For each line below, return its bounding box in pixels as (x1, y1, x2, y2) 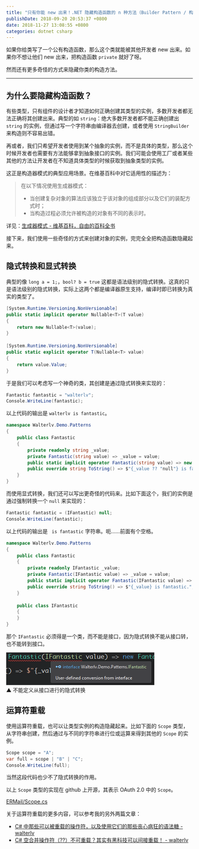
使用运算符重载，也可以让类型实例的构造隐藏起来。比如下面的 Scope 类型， (6, 722, 188, 729)
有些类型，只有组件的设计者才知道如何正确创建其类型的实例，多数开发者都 (6, 107, 188, 115)
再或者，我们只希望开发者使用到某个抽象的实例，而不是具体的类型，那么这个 (6, 142, 193, 149)
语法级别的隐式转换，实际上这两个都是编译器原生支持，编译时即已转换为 (11, 285, 188, 293)
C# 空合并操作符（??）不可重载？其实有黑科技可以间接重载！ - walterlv (14, 837, 188, 844)
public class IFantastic (17, 603, 78, 608)
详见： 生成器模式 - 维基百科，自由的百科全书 (6, 222, 115, 229)
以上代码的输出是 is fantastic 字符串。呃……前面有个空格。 (6, 527, 157, 534)
